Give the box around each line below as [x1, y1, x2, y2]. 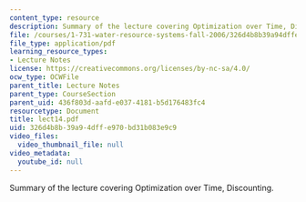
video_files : [9, 132, 59, 141]
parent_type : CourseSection [9, 89, 117, 98]
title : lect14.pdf [9, 115, 79, 124]
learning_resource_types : [9, 47, 107, 56]
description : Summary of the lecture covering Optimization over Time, [9, 22, 287, 31]
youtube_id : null [17, 157, 84, 167]
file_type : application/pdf [9, 38, 117, 48]
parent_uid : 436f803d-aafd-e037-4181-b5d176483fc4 [9, 97, 206, 107]
